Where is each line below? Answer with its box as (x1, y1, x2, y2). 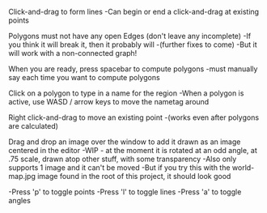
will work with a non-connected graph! (8, 49, 138, 58)
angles (8, 196, 31, 205)
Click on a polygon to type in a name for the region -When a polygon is (8, 88, 244, 98)
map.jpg (8, 172, 36, 181)
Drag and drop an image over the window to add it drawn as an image (8, 137, 241, 147)
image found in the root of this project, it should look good (37, 172, 231, 181)
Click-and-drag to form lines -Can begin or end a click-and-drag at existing (8, 7, 260, 16)
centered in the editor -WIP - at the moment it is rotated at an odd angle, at (8, 146, 257, 155)
